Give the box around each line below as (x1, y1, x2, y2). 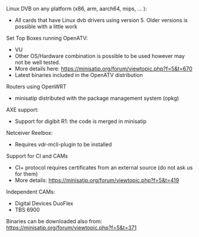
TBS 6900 (14, 206, 40, 213)
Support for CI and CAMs (6, 152, 69, 159)
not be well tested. (14, 59, 61, 66)
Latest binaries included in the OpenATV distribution (14, 72, 143, 78)
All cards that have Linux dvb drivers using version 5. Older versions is (14, 17, 188, 23)
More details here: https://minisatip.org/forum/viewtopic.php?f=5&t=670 (14, 65, 192, 72)
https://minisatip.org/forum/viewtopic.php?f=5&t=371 (6, 224, 137, 231)
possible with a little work (14, 23, 77, 30)
